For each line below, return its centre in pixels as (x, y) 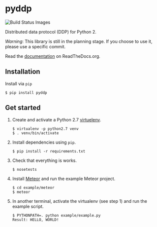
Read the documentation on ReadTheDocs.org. (53, 56)
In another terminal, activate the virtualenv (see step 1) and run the (80, 201)
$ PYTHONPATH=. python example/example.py (56, 215)
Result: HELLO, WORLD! (35, 220)
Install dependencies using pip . (44, 142)
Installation (23, 72)
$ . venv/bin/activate (35, 133)
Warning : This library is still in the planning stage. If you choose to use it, (79, 41)
